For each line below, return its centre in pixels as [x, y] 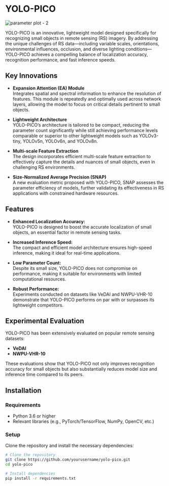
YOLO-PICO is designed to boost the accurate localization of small [82, 227]
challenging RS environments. [44, 167]
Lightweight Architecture [40, 119]
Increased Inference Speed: [42, 242]
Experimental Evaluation [45, 321]
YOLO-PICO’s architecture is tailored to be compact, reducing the [81, 125]
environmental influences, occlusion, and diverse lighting [65, 49]
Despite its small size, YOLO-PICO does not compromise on [75, 268]
